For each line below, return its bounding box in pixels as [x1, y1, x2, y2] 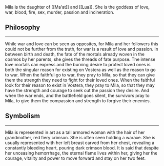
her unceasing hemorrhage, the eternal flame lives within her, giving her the [5, 150, 158, 156]
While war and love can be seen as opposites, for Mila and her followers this [5, 41, 159, 47]
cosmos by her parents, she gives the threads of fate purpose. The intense [5, 56, 156, 62]
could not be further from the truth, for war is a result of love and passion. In [5, 46, 159, 52]
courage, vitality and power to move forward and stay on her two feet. [5, 155, 146, 161]
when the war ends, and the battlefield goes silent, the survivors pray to [5, 92, 150, 98]
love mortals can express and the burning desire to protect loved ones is [5, 61, 151, 67]
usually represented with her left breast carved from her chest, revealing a [5, 140, 155, 146]
